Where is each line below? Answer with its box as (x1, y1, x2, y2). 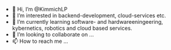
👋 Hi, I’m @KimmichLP (11, 6, 68, 12)
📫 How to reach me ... (11, 37, 68, 45)
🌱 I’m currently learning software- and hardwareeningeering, (11, 18, 163, 25)
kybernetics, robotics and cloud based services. (11, 24, 132, 32)
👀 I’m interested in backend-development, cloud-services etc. (11, 12, 166, 19)
